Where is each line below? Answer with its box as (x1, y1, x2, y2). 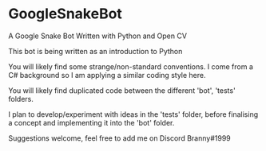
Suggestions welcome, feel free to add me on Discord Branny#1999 (8, 133, 232, 143)
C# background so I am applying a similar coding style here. (8, 70, 206, 79)
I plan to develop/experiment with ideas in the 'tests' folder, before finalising (8, 109, 258, 119)
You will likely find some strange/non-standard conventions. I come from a (8, 61, 253, 72)
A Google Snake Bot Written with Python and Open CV (8, 31, 188, 41)
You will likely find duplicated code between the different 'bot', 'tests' (8, 85, 236, 95)
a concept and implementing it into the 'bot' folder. (8, 118, 175, 127)
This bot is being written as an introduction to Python (8, 46, 183, 56)
